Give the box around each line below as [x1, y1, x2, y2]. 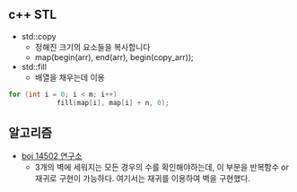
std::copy [21, 31, 57, 41]
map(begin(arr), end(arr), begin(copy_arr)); [34, 51, 194, 62]
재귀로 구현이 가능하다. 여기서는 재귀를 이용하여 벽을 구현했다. [34, 173, 250, 184]
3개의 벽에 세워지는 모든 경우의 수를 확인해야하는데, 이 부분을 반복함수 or [34, 161, 289, 173]
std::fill [21, 61, 47, 72]
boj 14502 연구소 [21, 151, 83, 161]
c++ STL [8, 7, 57, 22]
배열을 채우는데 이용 [34, 72, 105, 83]
